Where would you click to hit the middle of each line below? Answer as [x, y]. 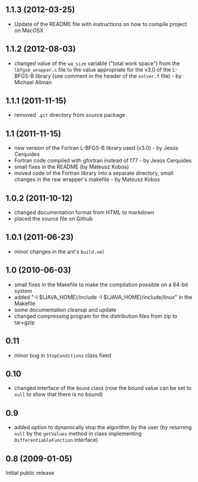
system [23, 291]
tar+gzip [24, 322]
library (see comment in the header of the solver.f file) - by [108, 76]
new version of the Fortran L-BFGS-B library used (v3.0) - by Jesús [96, 148]
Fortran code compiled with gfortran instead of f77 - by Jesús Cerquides [103, 161]
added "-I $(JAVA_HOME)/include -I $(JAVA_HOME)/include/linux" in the [103, 297]
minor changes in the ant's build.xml [59, 251]
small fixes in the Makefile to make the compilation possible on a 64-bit [101, 285]
